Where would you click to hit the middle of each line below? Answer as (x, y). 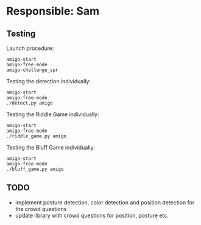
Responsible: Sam (53, 11)
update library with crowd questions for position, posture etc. (92, 215)
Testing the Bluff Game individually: (51, 147)
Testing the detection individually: (49, 81)
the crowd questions (41, 209)
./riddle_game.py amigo (37, 136)
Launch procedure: (30, 48)
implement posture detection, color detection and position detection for (105, 202)
